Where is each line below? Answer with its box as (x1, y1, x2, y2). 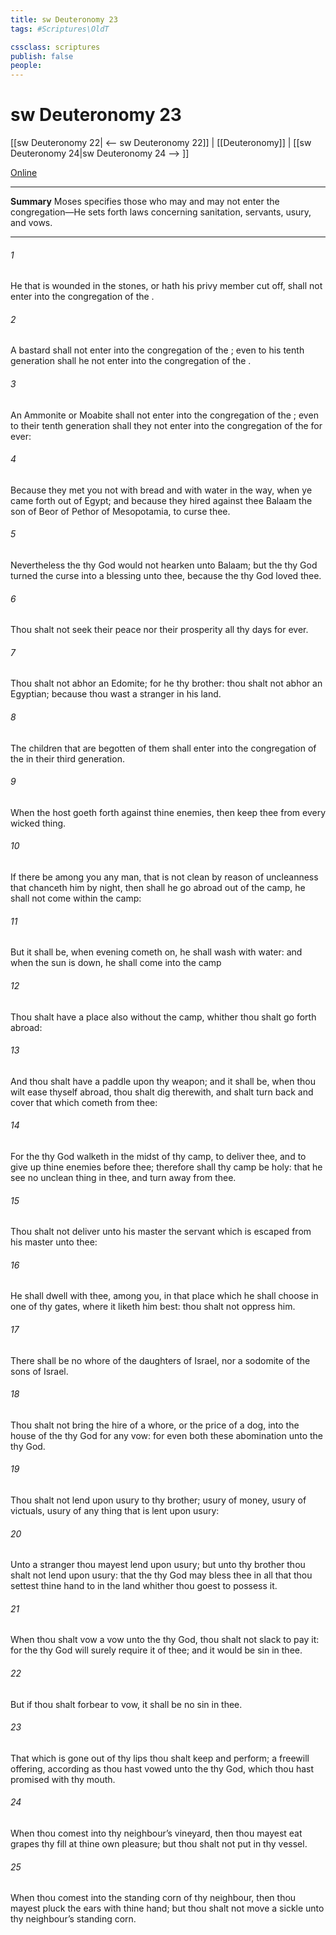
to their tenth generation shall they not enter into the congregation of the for (10, 419, 323, 431)
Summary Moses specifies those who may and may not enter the (10, 196, 280, 208)
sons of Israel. (10, 1365, 69, 1377)
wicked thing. (10, 817, 67, 829)
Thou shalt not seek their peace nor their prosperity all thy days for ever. (10, 624, 309, 636)
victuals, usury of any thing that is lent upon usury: (10, 1504, 220, 1516)
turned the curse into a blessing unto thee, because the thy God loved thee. (10, 570, 322, 582)
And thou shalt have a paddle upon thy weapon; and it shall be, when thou (10, 1075, 317, 1087)
